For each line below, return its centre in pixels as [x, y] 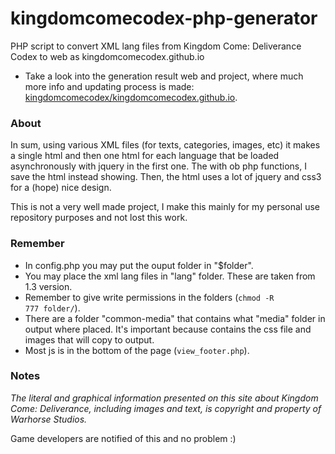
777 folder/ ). [52, 308]
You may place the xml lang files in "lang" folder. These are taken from [170, 276]
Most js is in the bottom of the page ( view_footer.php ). [137, 350]
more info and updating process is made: [109, 86]
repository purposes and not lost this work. [99, 218]
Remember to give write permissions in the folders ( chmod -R [149, 297]
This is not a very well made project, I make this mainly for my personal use [165, 207]
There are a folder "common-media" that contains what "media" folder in [175, 318]
